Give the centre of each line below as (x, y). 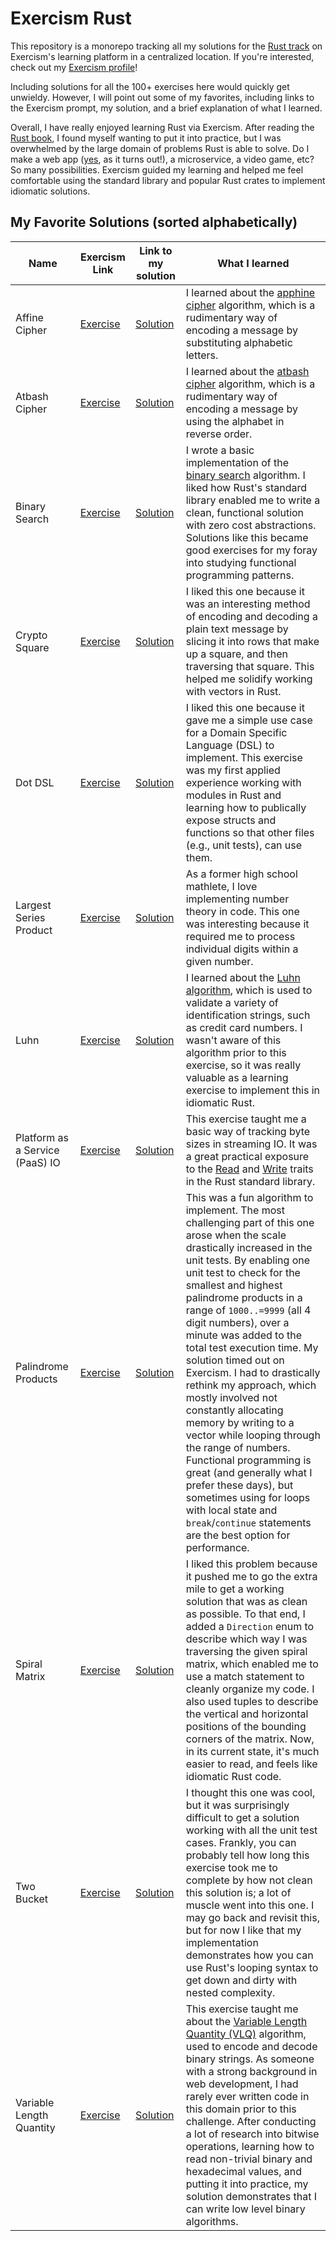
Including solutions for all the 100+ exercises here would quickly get (150, 86)
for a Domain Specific (236, 732)
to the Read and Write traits (249, 1169)
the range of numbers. (238, 1447)
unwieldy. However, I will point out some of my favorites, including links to (162, 97)
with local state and (231, 1510)
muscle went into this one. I (250, 1905)
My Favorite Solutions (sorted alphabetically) (154, 222)
